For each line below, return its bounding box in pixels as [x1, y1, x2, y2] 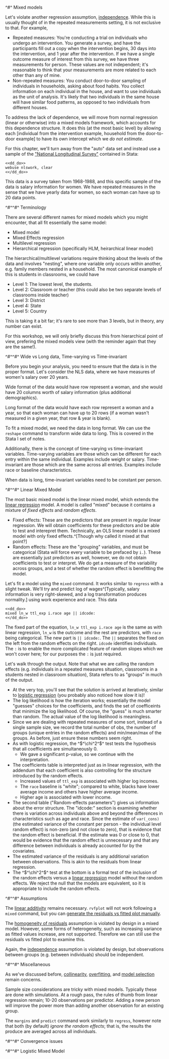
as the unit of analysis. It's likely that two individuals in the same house [12, 94, 159, 100]
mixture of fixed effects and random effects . [5, 507, 97, 513]
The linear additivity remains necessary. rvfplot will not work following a [5, 905, 156, 911]
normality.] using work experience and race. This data [5, 597, 117, 602]
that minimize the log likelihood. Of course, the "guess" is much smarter [12, 708, 162, 714]
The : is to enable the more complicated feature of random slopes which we [5, 646, 163, 651]
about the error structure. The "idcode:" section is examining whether [12, 805, 157, 811]
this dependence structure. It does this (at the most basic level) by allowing [5, 125, 161, 131]
